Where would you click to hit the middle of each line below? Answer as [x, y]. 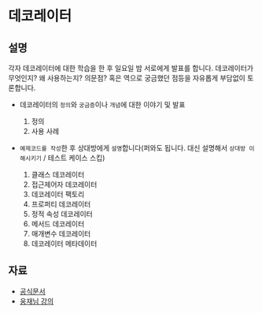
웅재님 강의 [37, 301]
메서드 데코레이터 [58, 224]
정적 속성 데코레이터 [62, 214]
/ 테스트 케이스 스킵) [74, 158]
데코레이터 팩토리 [58, 194]
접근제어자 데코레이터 [64, 184]
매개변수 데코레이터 [61, 234]
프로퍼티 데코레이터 [61, 204]
